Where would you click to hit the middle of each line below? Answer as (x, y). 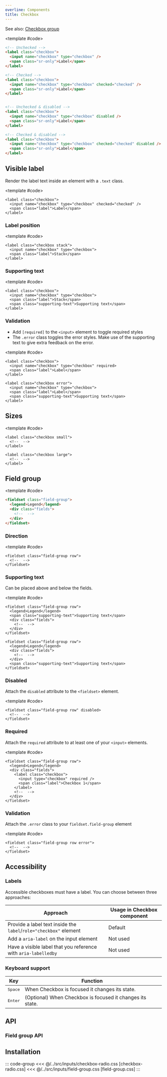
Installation (23, 1052)
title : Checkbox (22, 14)
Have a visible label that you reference (52, 947)
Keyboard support (28, 968)
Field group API (24, 1036)
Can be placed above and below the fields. (49, 588)
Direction (17, 536)
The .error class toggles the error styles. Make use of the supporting (83, 337)
